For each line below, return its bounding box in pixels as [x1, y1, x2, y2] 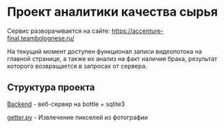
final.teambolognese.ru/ [7, 34, 75, 42]
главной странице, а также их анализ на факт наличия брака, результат [7, 54, 218, 62]
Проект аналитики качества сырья [7, 4, 218, 20]
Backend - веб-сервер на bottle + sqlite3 [7, 100, 125, 108]
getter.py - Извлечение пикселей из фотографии [7, 113, 149, 121]
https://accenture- [112, 27, 164, 35]
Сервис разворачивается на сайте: [7, 27, 111, 35]
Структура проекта [7, 81, 95, 93]
